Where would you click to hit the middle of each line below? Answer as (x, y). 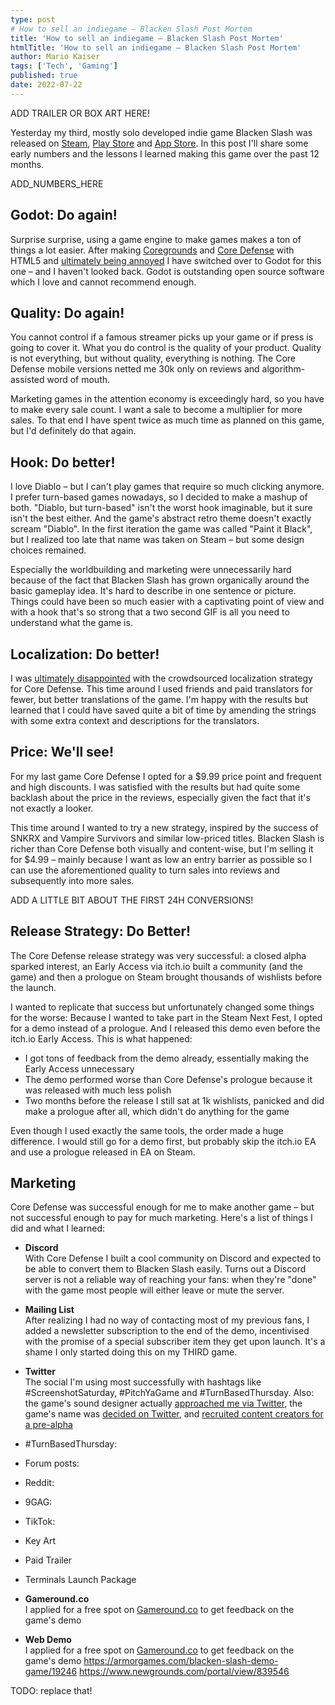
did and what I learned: (58, 1228)
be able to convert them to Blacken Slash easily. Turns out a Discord (165, 1269)
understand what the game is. (71, 623)
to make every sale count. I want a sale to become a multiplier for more (156, 410)
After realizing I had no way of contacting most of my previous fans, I (167, 1320)
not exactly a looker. (52, 808)
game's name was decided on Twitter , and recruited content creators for (174, 1414)
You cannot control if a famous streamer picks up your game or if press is (162, 337)
